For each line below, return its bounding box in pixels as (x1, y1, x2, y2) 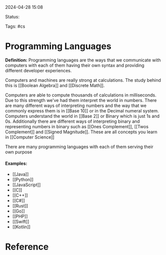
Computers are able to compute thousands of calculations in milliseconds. (5, 92, 157, 98)
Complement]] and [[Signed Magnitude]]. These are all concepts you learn (5, 129, 158, 135)
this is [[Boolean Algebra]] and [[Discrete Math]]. (5, 82, 105, 88)
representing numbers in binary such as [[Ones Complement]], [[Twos (5, 123, 149, 129)
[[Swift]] (12, 219, 30, 225)
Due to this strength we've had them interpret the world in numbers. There (5, 97, 157, 103)
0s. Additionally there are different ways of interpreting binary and (5, 118, 140, 124)
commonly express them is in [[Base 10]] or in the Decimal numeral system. (5, 107, 160, 113)
